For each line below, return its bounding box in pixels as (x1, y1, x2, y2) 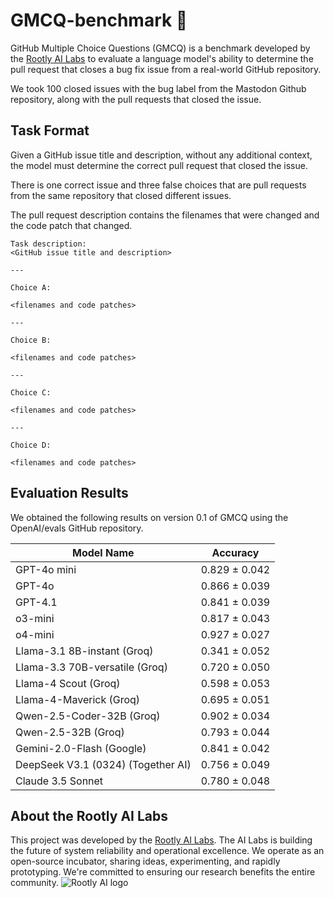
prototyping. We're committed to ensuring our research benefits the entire (10, 866, 316, 878)
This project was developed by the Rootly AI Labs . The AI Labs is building (10, 834, 313, 846)
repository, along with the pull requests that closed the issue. (10, 93, 262, 105)
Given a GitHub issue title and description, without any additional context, (10, 149, 313, 161)
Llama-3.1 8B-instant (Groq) (15, 644, 154, 658)
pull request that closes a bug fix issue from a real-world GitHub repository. (10, 63, 322, 75)
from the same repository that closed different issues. (10, 189, 232, 201)
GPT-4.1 (15, 595, 58, 609)
